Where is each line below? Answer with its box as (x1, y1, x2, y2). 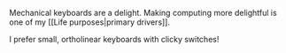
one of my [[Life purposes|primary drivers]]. (9, 17, 171, 27)
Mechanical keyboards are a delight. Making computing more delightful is (9, 8, 277, 18)
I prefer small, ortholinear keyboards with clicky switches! (9, 34, 220, 44)
